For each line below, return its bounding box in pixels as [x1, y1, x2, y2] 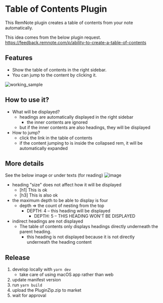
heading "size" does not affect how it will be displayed [12, 182, 122, 188]
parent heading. [19, 229, 52, 235]
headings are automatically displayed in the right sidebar [19, 114, 134, 120]
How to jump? [12, 129, 41, 135]
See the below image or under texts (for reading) [5, 173, 103, 178]
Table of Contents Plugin [5, 3, 107, 15]
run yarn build [12, 282, 42, 288]
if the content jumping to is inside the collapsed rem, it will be [19, 140, 143, 146]
